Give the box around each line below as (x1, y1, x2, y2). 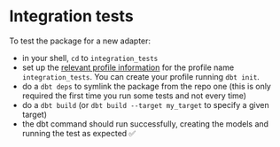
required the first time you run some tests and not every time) (21, 90, 246, 101)
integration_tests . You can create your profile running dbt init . (21, 71, 260, 81)
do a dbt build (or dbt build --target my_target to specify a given (21, 99, 269, 110)
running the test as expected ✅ (21, 128, 136, 138)
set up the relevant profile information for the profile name (21, 62, 235, 73)
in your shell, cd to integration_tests (21, 52, 159, 63)
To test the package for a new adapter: (9, 35, 152, 46)
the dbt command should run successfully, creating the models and (21, 118, 268, 129)
